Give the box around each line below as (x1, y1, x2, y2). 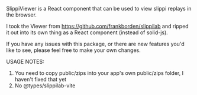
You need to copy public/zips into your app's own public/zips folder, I (14, 70, 184, 76)
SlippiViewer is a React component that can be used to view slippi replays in (6, 5, 192, 12)
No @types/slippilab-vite (14, 82, 76, 89)
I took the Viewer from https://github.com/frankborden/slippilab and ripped (6, 23, 189, 30)
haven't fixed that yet (14, 76, 67, 83)
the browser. (6, 11, 37, 18)
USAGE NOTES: (6, 58, 44, 65)
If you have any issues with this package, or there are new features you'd (6, 41, 185, 47)
